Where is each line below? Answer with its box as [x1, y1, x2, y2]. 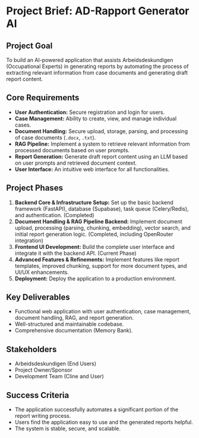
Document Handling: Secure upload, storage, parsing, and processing [14, 127, 188, 135]
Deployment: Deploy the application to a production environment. [14, 274, 176, 282]
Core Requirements [6, 92, 80, 103]
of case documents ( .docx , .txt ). [14, 134, 96, 141]
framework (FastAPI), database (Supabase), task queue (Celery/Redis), [14, 205, 189, 212]
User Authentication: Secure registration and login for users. [14, 109, 165, 116]
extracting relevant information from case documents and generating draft [6, 69, 188, 76]
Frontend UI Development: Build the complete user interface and [14, 243, 175, 250]
